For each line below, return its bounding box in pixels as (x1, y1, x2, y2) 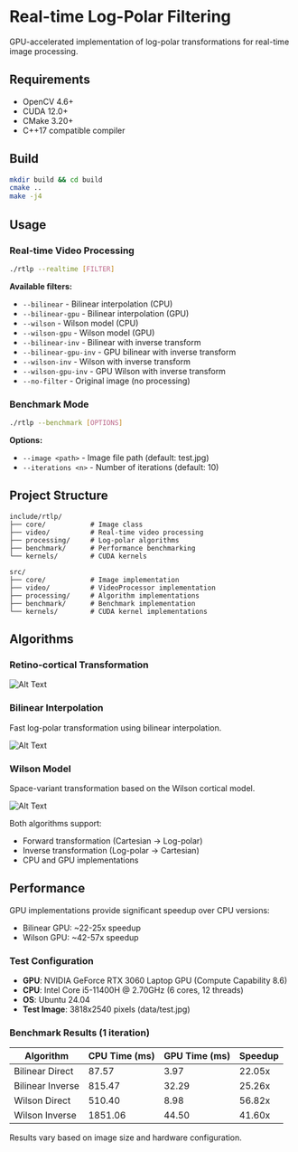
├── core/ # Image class (9, 520, 144, 529)
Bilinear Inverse (14, 1080, 79, 1092)
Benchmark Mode (9, 398, 89, 411)
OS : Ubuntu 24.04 (22, 995, 90, 1006)
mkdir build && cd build (9, 175, 103, 184)
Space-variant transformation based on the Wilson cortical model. (9, 783, 256, 794)
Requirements (9, 72, 90, 88)
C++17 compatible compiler (22, 125, 126, 136)
